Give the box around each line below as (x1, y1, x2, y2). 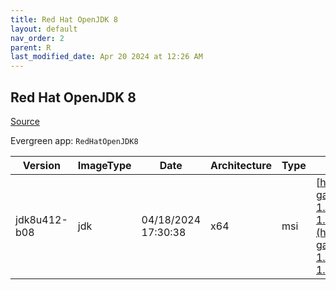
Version (22, 158, 61, 172)
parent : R (10, 42, 52, 53)
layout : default (10, 24, 78, 34)
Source (10, 115, 40, 127)
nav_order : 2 (10, 33, 65, 43)
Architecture (210, 158, 272, 172)
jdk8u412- (15, 212, 68, 226)
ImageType (77, 158, 132, 172)
